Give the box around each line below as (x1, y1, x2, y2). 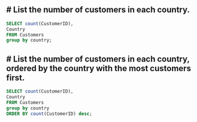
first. (6, 72, 25, 83)
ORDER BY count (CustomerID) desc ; (6, 111, 93, 117)
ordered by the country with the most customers (6, 63, 192, 74)
